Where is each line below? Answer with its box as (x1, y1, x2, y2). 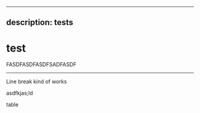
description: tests (6, 17, 73, 27)
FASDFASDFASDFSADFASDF (6, 61, 77, 68)
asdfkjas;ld (6, 90, 33, 97)
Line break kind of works (6, 78, 67, 85)
